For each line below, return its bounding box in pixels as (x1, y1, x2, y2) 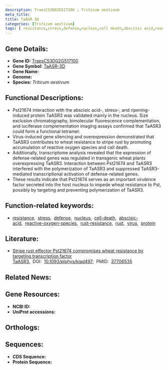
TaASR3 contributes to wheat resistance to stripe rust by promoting (12, 139, 151, 145)
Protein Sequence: (12, 359, 52, 365)
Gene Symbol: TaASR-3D (12, 63, 65, 69)
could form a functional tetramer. (12, 128, 80, 134)
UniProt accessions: (12, 309, 56, 315)
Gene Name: (12, 68, 39, 74)
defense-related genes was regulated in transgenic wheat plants (12, 155, 146, 161)
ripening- (130, 107, 150, 113)
